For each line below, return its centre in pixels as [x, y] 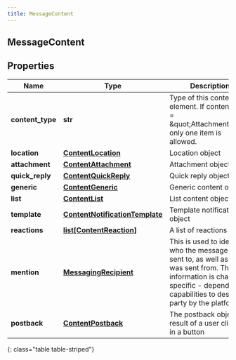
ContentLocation [92, 153]
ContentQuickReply [97, 175]
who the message [199, 250]
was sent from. [194, 267]
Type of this [189, 98]
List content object [200, 199]
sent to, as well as [199, 259]
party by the [190, 302]
